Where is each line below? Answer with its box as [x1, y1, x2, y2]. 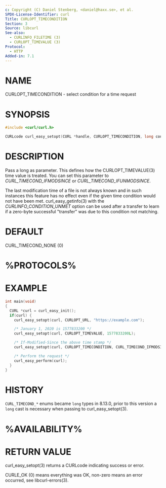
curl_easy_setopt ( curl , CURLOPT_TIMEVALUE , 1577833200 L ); [14, 331, 136, 336]
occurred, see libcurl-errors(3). [5, 478, 69, 484]
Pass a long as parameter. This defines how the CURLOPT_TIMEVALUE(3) [5, 167, 155, 173]
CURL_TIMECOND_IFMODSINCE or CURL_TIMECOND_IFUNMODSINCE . [5, 177, 151, 184]
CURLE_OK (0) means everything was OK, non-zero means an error [5, 472, 143, 478]
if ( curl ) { [9, 313, 32, 318]
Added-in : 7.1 [5, 53, 35, 59]
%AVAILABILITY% [5, 423, 83, 435]
